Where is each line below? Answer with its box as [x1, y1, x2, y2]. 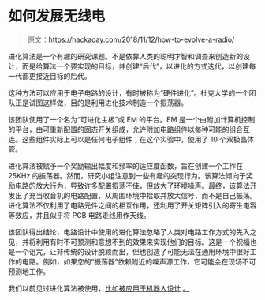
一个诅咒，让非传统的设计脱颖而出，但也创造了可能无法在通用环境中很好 [14, 246, 250, 257]
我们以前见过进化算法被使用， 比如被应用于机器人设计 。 [8, 283, 190, 293]
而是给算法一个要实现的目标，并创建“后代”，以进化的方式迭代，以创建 [21, 61, 250, 71]
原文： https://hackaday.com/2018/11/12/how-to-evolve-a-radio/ [27, 35, 235, 44]
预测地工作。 [8, 266, 50, 276]
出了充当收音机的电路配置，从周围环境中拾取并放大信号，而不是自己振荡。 [14, 190, 257, 200]
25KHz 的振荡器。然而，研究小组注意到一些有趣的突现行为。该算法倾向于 [8, 171, 247, 180]
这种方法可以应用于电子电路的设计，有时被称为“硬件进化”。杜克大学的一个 [8, 88, 250, 97]
